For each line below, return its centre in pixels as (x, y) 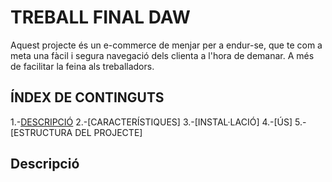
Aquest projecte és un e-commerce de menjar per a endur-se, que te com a (166, 45)
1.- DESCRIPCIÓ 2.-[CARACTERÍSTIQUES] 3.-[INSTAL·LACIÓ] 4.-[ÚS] (151, 122)
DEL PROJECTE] (108, 132)
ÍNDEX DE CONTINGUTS (87, 97)
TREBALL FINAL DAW (100, 17)
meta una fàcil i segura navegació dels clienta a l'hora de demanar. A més (162, 55)
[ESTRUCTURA (41, 132)
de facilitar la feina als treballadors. (82, 66)
